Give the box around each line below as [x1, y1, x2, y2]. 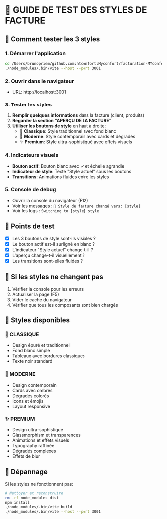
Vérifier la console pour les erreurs [12, 286, 83, 292]
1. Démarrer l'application [5, 50, 66, 57]
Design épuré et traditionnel [12, 342, 70, 348]
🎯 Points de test [5, 222, 55, 231]
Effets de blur [12, 453, 40, 459]
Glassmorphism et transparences [12, 432, 81, 438]
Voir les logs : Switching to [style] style [12, 208, 99, 213]
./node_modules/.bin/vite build [5, 505, 72, 510]
